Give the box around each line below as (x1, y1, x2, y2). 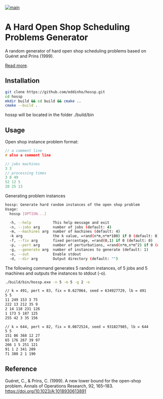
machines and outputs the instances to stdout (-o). (5, 270, 107, 276)
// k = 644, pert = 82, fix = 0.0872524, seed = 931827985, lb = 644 (5, 324, 149, 329)
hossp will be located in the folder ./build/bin (5, 112, 94, 118)
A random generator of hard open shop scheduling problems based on (5, 48, 147, 53)
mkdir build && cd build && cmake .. (5, 99, 81, 104)
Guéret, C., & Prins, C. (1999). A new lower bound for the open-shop (5, 378, 142, 383)
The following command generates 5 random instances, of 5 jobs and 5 (5, 265, 148, 271)
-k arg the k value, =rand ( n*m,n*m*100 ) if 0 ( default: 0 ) (9, 234, 160, 239)
